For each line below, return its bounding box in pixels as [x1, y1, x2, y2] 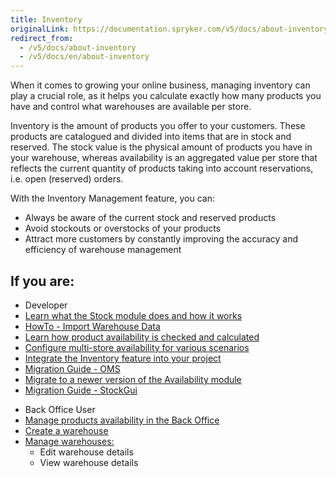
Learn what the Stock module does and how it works [24, 309, 243, 321]
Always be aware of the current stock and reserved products [24, 212, 277, 224]
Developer [24, 299, 68, 311]
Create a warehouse [24, 424, 109, 436]
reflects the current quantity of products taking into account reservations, [10, 162, 314, 175]
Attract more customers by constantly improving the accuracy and [24, 233, 298, 245]
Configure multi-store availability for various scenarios [24, 341, 250, 353]
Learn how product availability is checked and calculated [24, 331, 260, 343]
